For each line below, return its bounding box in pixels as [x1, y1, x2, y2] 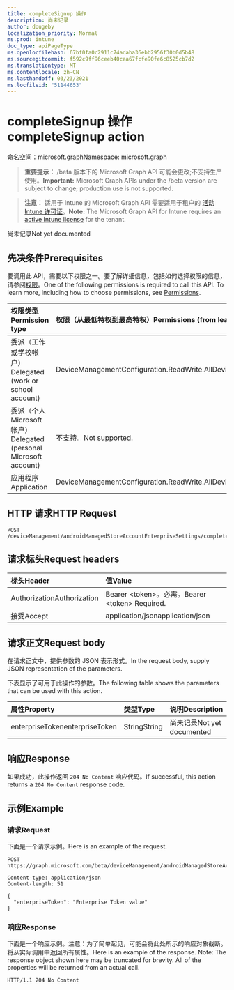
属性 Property [10, 705, 55, 715]
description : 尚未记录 [7, 17, 69, 24]
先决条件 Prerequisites [7, 252, 103, 264]
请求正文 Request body [7, 637, 106, 649]
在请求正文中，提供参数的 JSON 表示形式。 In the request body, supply [7, 657, 210, 665]
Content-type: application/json [7, 874, 101, 881]
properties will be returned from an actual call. [7, 964, 141, 972]
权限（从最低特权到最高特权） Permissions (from [55, 315, 217, 324]
